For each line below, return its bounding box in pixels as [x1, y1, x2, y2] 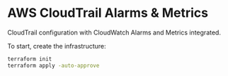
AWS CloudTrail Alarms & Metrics [7, 5, 209, 21]
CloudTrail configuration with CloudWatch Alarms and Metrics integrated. [7, 28, 222, 37]
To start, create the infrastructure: [7, 42, 106, 50]
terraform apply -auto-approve [7, 62, 100, 69]
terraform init [7, 55, 52, 63]
